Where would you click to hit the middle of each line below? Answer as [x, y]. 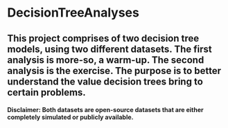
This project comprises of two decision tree [103, 38]
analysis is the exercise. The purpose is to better [114, 71]
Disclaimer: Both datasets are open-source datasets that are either [106, 110]
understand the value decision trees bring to [105, 81]
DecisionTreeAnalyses [73, 13]
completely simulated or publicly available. [70, 117]
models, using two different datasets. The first [110, 49]
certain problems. [47, 92]
